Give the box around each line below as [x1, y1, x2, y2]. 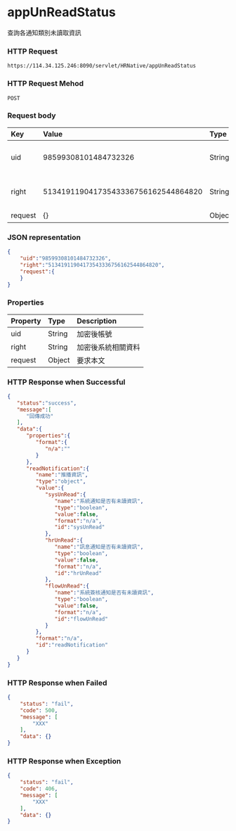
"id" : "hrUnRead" [54, 569, 102, 577]
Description [77, 316, 117, 326]
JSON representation [7, 232, 81, 242]
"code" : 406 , [20, 785, 58, 792]
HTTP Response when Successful [7, 377, 126, 387]
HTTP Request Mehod [7, 79, 84, 89]
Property [11, 316, 41, 326]
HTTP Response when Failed [7, 678, 107, 687]
